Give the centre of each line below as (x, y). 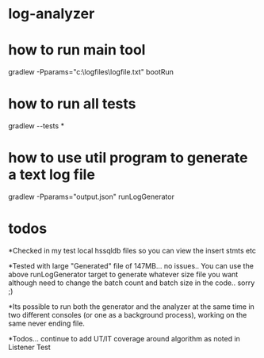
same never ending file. (47, 323)
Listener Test (30, 347)
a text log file (52, 175)
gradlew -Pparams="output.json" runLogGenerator (91, 196)
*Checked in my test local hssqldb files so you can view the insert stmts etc (132, 250)
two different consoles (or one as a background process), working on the (128, 314)
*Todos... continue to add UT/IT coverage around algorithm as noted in (124, 338)
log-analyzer (52, 14)
